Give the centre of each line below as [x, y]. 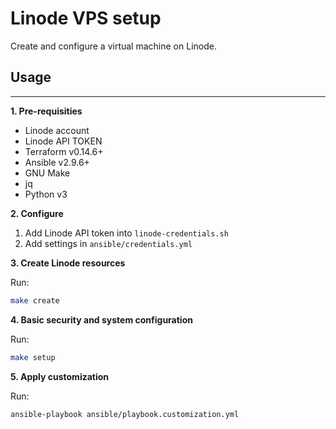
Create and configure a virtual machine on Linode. [113, 46]
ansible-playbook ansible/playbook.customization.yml [125, 414]
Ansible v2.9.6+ [57, 162]
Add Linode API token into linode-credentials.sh [126, 233]
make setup [33, 357]
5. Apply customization [60, 376]
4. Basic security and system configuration [101, 319]
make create [35, 300]
